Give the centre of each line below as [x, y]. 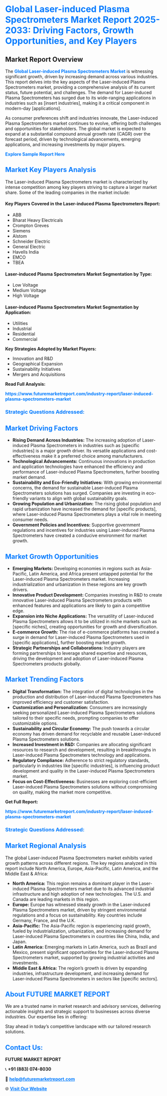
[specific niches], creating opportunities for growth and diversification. [85, 626]
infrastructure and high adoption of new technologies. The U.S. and [82, 894]
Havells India [25, 252]
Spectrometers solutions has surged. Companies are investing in [79, 493]
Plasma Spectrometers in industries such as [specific [85, 446]
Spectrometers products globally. [47, 663]
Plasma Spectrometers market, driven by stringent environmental [79, 910]
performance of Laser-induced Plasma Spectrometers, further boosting [86, 472]
